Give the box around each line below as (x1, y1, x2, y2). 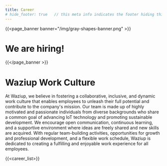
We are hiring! (5, 43, 65, 54)
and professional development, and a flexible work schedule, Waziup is (5, 135, 151, 142)
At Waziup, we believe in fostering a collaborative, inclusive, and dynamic (5, 93, 156, 99)
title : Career (5, 7, 35, 12)
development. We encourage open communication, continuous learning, (5, 120, 153, 126)
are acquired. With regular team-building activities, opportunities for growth (5, 130, 160, 136)
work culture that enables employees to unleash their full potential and (5, 98, 150, 104)
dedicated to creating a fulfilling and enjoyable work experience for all (5, 141, 149, 147)
